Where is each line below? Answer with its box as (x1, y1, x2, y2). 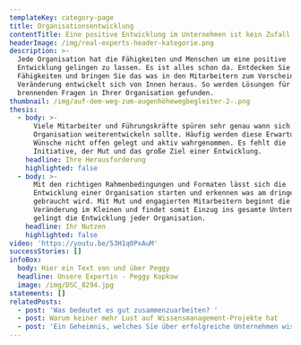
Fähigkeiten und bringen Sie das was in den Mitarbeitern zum (17, 72, 254, 81)
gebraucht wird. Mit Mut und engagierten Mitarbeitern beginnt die (32, 197, 291, 207)
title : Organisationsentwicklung (9, 22, 134, 31)
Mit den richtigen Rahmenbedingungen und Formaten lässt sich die (32, 181, 287, 190)
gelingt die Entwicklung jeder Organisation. (32, 213, 206, 223)
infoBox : (9, 255, 42, 265)
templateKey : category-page (9, 13, 115, 22)
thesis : (9, 105, 39, 114)
